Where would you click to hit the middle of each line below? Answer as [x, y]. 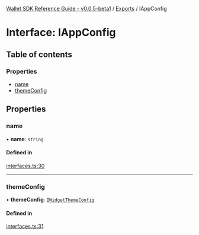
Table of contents [39, 54]
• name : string [25, 139]
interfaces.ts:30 [25, 166]
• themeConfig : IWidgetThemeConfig [50, 200]
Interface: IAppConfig [61, 33]
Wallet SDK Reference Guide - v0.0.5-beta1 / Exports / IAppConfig [86, 9]
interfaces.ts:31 [25, 226]
